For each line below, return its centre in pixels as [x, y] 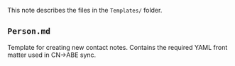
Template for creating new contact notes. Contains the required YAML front [117, 47]
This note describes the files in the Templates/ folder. [85, 10]
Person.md [29, 31]
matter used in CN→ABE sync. [52, 55]
